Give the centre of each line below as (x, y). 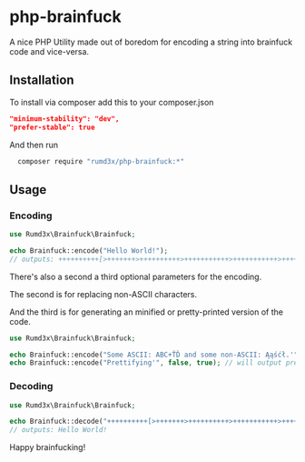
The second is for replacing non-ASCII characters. (103, 294)
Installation (42, 80)
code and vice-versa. (49, 51)
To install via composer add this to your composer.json (112, 102)
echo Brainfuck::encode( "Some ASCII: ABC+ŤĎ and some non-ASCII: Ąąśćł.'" (154, 355)
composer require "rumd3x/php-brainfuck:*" (101, 161)
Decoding (31, 387)
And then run (34, 145)
